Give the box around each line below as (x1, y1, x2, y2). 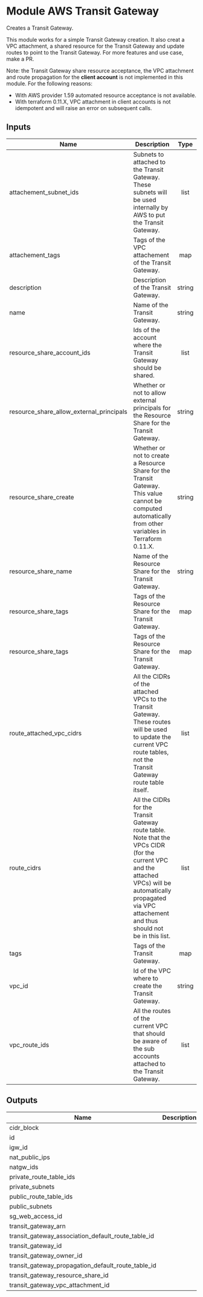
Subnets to (133, 150, 164, 159)
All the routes (133, 1006, 171, 1015)
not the (133, 755, 153, 764)
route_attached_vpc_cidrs (9, 729, 82, 737)
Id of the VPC (133, 967, 171, 975)
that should (133, 1029, 166, 1037)
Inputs (6, 122, 31, 133)
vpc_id (9, 982, 28, 990)
